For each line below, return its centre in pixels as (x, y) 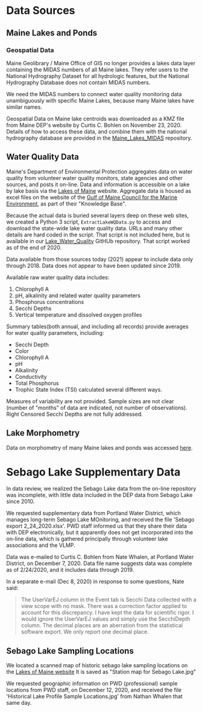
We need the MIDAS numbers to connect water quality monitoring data (94, 94)
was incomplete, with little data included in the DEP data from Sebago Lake (99, 495)
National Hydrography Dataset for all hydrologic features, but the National (98, 76)
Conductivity (31, 377)
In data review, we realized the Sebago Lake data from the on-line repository (101, 489)
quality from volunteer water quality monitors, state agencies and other (94, 178)
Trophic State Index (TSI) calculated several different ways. (89, 389)
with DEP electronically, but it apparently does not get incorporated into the (100, 532)
